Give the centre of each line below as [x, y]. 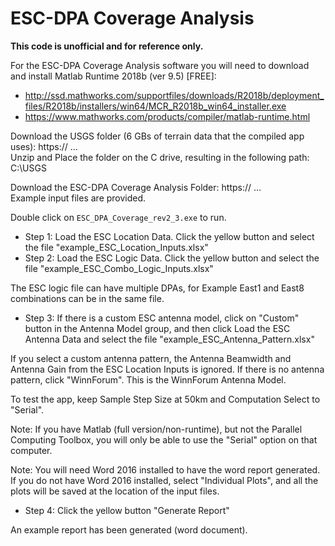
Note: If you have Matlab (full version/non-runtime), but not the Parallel [156, 429]
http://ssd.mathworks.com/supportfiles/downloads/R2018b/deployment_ [174, 95]
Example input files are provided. [78, 198]
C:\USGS [28, 168]
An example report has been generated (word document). [129, 529]
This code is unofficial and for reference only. [107, 46]
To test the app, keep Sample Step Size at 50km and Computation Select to [165, 399]
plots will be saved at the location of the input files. [115, 491]
